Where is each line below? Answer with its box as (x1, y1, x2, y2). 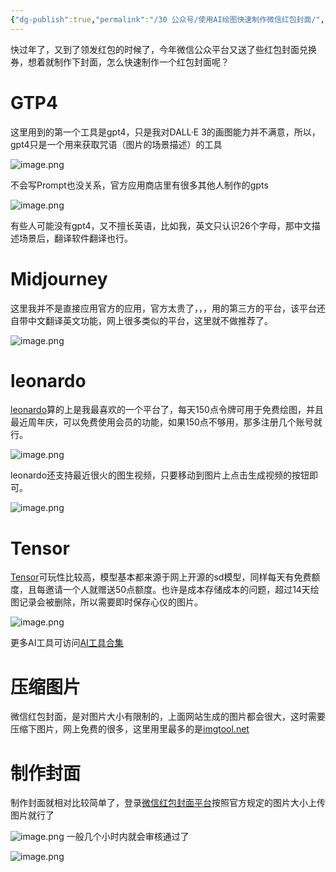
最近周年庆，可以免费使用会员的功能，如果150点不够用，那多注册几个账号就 (10, 416, 323, 428)
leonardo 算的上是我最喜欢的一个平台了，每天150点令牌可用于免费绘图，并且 (10, 404, 324, 416)
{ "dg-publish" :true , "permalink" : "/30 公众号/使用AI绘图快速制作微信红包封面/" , (10, 14, 325, 25)
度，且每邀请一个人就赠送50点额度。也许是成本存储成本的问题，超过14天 (10, 584, 311, 596)
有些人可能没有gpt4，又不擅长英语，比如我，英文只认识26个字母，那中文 (10, 219, 312, 231)
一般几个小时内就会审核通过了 (66, 831, 190, 843)
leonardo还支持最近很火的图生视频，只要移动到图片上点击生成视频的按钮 (10, 469, 310, 481)
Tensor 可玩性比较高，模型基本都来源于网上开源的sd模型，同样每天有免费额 (10, 571, 321, 583)
